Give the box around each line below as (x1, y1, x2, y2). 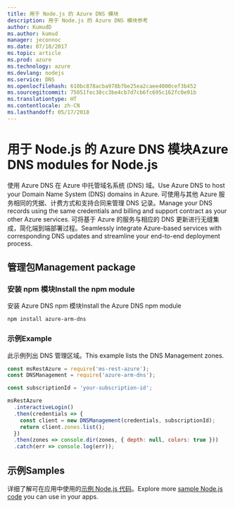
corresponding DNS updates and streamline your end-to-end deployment (7, 231, 220, 240)
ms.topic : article (7, 50, 61, 57)
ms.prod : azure (7, 56, 52, 64)
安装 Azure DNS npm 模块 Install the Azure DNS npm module (7, 301, 182, 310)
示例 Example (7, 334, 53, 344)
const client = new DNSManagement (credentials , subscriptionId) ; (20, 417, 216, 424)
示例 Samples (7, 464, 65, 476)
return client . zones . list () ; (20, 423, 106, 430)
